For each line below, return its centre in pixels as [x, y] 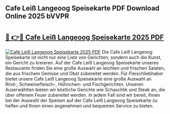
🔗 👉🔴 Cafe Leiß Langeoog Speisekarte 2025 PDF [84, 37]
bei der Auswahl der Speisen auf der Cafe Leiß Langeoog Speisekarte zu [81, 100]
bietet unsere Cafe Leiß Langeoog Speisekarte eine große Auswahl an [78, 79]
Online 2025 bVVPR [37, 16]
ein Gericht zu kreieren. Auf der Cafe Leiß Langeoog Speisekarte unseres [82, 63]
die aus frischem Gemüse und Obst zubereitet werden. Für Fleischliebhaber [84, 73]
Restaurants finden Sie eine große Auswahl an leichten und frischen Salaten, [85, 68]
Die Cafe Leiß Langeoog [127, 52]
